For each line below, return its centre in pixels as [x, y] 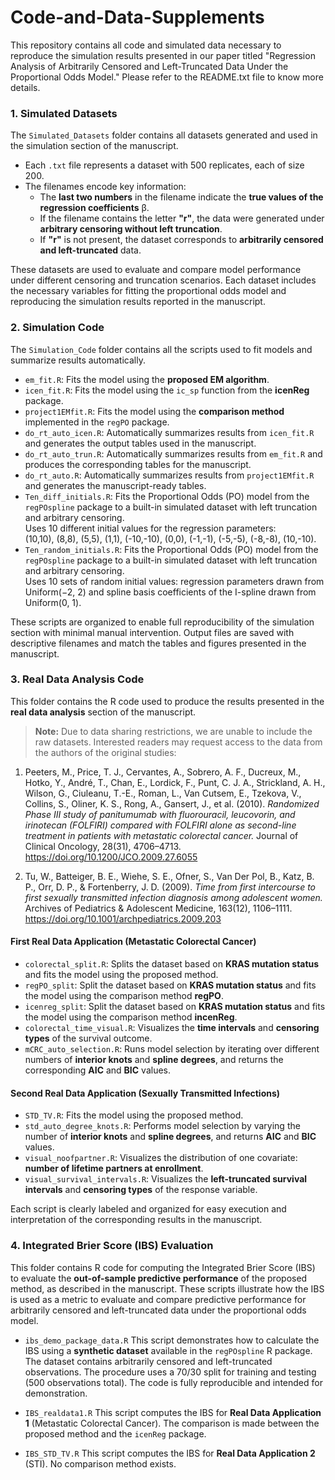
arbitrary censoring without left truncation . [131, 229]
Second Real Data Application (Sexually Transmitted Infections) [145, 1093]
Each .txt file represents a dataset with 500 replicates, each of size [164, 165]
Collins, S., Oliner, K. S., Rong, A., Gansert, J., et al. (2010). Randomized [172, 803]
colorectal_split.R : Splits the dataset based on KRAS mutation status [172, 964]
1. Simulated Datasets [64, 113]
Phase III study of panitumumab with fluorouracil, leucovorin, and [160, 814]
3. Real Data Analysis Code [77, 679]
